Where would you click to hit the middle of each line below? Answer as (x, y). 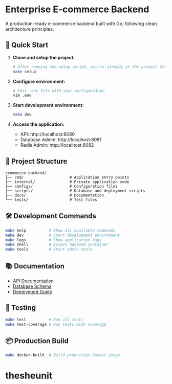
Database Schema (32, 286)
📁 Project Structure (36, 161)
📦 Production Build (37, 341)
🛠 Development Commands (51, 216)
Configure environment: (39, 81)
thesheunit (29, 376)
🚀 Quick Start (27, 45)
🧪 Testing (21, 308)
